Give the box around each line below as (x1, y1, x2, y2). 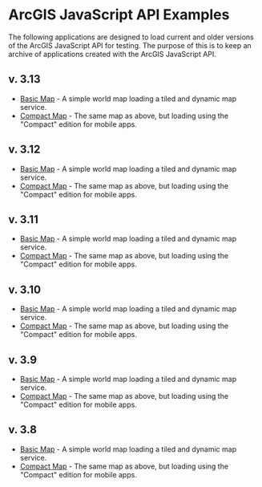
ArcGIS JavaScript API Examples (8, 6, 230, 24)
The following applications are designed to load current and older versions (8, 32, 254, 42)
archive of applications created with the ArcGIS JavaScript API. (8, 49, 216, 59)
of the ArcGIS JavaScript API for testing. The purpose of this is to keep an (8, 40, 252, 50)
